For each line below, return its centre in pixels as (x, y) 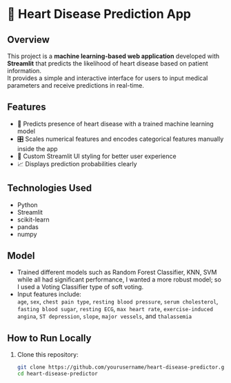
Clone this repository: (48, 355)
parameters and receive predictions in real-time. (76, 85)
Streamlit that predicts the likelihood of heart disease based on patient (108, 63)
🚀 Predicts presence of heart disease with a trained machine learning (115, 124)
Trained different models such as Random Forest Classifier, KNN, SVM (117, 273)
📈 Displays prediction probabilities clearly (77, 164)
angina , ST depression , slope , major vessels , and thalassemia (104, 316)
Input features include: (49, 294)
